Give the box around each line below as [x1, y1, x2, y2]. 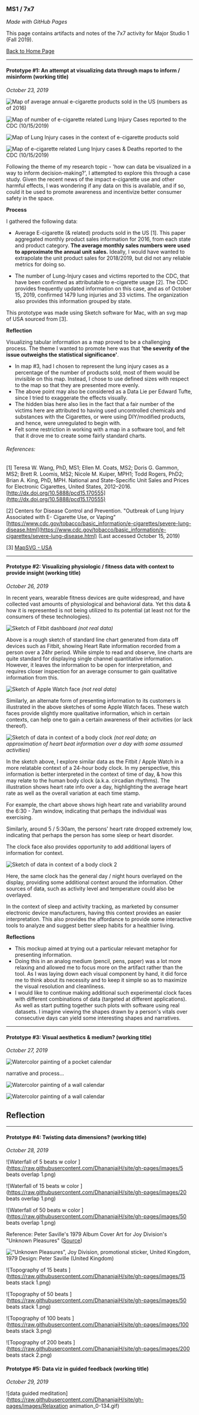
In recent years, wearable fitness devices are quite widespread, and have [6, 594, 185, 601]
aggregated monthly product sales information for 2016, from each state [14, 235, 191, 243]
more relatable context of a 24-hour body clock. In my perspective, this [6, 764, 181, 771]
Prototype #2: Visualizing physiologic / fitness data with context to [6, 563, 175, 570]
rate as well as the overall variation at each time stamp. [6, 790, 140, 797]
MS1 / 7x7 [6, 5, 34, 13]
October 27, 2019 [6, 1047, 48, 1054]
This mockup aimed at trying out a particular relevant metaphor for [14, 945, 178, 952]
